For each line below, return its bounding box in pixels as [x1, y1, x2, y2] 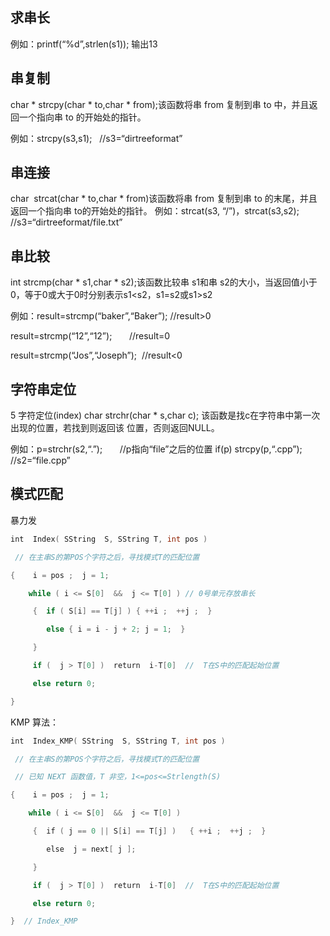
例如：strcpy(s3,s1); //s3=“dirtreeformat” [10, 132, 183, 144]
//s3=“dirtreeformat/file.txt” [10, 216, 123, 228]
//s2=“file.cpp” [10, 454, 71, 467]
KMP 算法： [10, 716, 59, 728]
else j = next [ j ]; [46, 844, 137, 854]
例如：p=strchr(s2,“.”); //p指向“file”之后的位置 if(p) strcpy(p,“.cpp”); [10, 443, 303, 455]
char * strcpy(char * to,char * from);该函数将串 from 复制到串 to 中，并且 [10, 98, 310, 110]
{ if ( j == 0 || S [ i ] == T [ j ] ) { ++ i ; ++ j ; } [32, 826, 267, 836]
